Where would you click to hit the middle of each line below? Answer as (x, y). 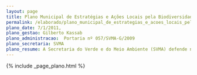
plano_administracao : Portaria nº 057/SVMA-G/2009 (70, 38)
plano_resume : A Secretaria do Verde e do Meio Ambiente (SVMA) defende (97, 49)
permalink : (19, 22)
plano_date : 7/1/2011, (34, 28)
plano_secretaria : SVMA (35, 44)
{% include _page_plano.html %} (46, 66)
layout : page (22, 11)
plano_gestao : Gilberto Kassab (44, 33)
